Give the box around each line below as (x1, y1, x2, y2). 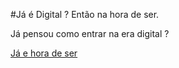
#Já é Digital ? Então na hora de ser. (10, 9, 160, 20)
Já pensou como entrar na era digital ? (10, 28, 170, 39)
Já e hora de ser (10, 47, 78, 59)
